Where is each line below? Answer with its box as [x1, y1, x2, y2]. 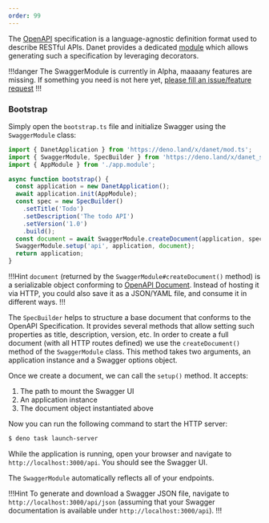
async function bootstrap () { [8, 175, 110, 183]
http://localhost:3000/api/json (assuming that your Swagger [8, 497, 215, 506]
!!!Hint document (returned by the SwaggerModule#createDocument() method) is [8, 272, 261, 282]
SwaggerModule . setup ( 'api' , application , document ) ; [15, 242, 195, 250]
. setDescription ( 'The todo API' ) [22, 212, 134, 221]
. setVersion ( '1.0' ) [22, 220, 88, 228]
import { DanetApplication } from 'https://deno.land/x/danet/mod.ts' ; [8, 145, 252, 153]
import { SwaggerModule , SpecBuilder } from [8, 153, 159, 161]
